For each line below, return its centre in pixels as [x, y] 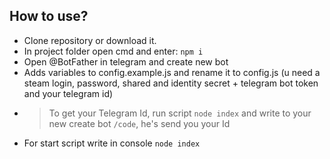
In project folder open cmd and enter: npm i [113, 51]
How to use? [49, 16]
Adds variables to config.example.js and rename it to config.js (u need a [172, 72]
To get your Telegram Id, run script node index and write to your [180, 113]
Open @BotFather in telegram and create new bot [126, 61]
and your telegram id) [68, 93]
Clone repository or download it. [90, 40]
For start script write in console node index [112, 143]
